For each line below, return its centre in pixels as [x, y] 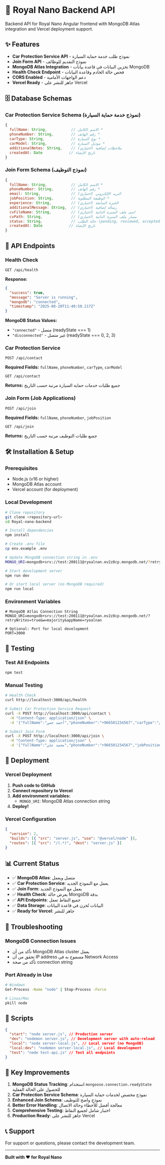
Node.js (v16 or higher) [35, 479]
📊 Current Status [32, 863]
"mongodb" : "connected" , [35, 302]
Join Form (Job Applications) [41, 398]
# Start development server [34, 571]
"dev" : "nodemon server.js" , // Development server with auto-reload [82, 1039]
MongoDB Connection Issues [41, 941]
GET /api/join [20, 426]
